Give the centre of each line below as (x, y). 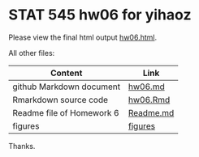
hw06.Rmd (149, 100)
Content (66, 73)
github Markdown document (67, 87)
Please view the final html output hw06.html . (82, 37)
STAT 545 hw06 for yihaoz (100, 15)
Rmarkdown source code (60, 100)
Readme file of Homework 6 (66, 112)
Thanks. (22, 146)
